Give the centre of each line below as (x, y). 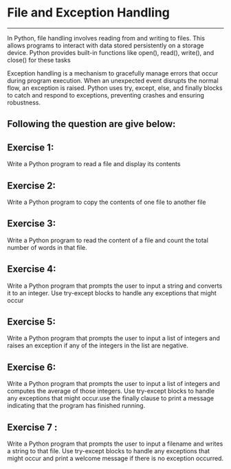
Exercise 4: (32, 269)
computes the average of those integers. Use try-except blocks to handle (111, 391)
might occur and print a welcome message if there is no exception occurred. (115, 459)
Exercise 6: (32, 367)
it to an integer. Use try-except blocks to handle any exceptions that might (112, 293)
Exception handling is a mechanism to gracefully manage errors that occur (113, 73)
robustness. (24, 102)
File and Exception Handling (89, 13)
